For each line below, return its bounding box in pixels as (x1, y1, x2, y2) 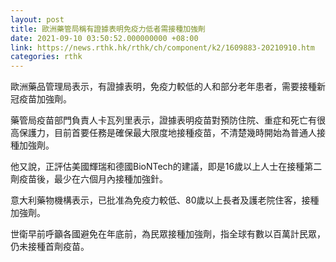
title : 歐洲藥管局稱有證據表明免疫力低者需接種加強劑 (10, 24, 206, 34)
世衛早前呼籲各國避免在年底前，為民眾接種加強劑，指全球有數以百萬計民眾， (10, 228, 326, 240)
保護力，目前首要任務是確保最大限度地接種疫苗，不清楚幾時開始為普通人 (18, 127, 317, 139)
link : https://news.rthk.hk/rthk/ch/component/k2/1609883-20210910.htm (10, 42, 315, 53)
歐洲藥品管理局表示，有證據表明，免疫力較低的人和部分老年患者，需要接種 (10, 81, 317, 93)
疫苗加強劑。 (18, 93, 72, 105)
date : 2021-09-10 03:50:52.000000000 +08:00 (10, 33, 199, 43)
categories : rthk (10, 52, 83, 62)
